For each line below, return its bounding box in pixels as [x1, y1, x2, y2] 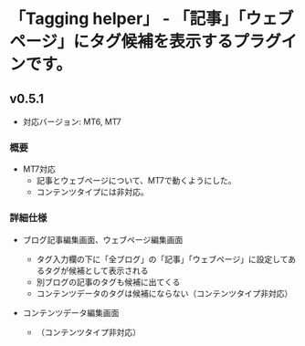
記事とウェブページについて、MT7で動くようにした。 [36, 175, 237, 186]
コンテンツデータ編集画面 [22, 307, 120, 318]
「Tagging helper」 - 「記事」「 [9, 8, 247, 29]
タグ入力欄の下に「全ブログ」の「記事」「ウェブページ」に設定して [36, 253, 289, 265]
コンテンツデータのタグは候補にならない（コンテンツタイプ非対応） [36, 288, 293, 299]
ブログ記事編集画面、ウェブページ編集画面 [22, 234, 184, 245]
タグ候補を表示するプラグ [89, 31, 281, 52]
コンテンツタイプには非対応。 [36, 186, 149, 197]
